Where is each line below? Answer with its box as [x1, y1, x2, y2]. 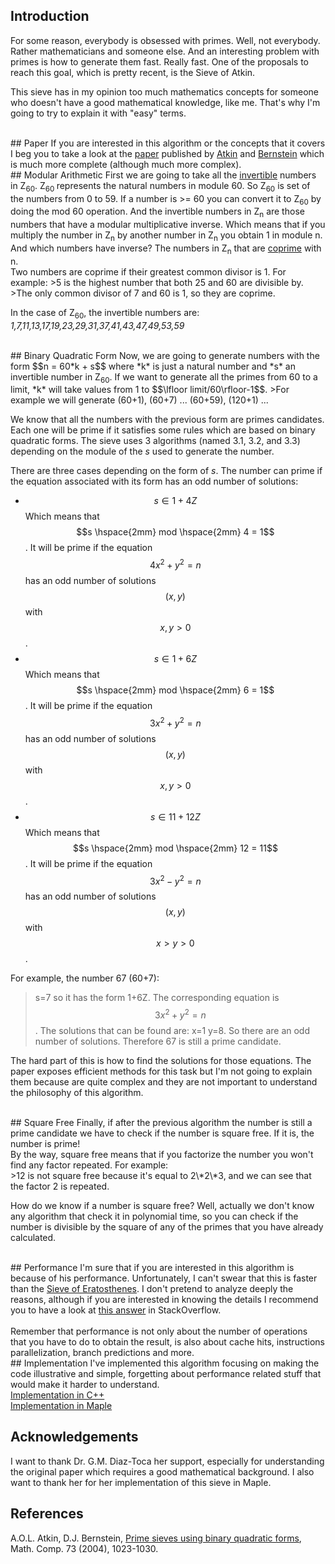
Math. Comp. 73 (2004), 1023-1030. [10, 1542, 159, 1554]
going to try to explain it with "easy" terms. [10, 107, 187, 119]
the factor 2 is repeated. [10, 1180, 110, 1193]
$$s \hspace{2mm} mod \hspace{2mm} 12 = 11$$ [72, 842, 278, 854]
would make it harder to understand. [10, 1379, 160, 1391]
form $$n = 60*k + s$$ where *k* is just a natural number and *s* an [10, 360, 296, 372]
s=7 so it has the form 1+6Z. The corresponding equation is [34, 992, 280, 1004]
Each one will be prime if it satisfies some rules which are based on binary [10, 424, 316, 436]
